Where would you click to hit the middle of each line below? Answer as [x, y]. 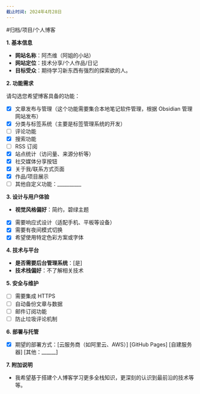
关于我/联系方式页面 [40, 169]
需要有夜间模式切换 [39, 230]
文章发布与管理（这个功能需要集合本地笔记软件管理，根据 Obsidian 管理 [104, 108]
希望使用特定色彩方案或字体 [49, 238]
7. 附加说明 [20, 365]
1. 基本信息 [20, 42]
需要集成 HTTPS [35, 296]
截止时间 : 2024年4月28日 [34, 12]
